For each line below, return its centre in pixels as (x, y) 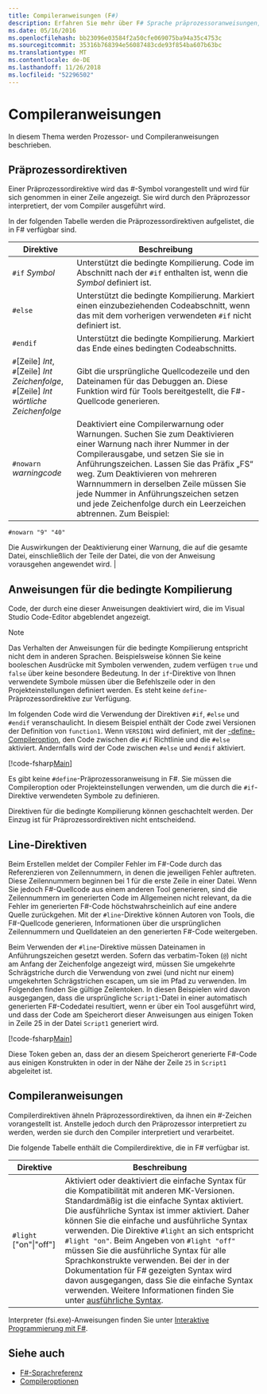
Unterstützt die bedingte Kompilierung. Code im (165, 263)
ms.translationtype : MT (48, 53)
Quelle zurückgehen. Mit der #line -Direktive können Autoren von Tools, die (132, 914)
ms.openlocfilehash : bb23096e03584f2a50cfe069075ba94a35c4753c (115, 38)
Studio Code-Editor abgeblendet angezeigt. (79, 617)
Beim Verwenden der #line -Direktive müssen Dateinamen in (107, 947)
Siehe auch (37, 1354)
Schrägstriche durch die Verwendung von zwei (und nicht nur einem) (121, 972)
